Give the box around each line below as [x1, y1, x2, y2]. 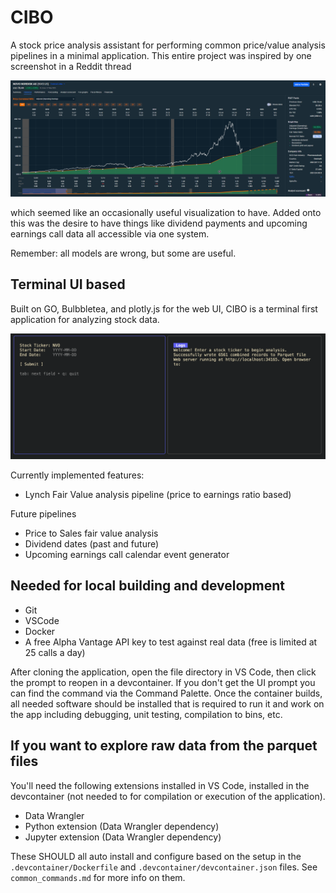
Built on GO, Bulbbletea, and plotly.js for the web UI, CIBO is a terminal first [10, 302, 318, 315]
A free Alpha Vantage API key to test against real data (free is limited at [24, 636, 318, 648]
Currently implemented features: [10, 469, 145, 481]
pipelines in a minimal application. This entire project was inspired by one [10, 49, 312, 61]
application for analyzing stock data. [10, 313, 160, 325]
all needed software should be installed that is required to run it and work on [10, 697, 325, 710]
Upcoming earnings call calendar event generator [24, 549, 230, 561]
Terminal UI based [10, 276, 126, 293]
